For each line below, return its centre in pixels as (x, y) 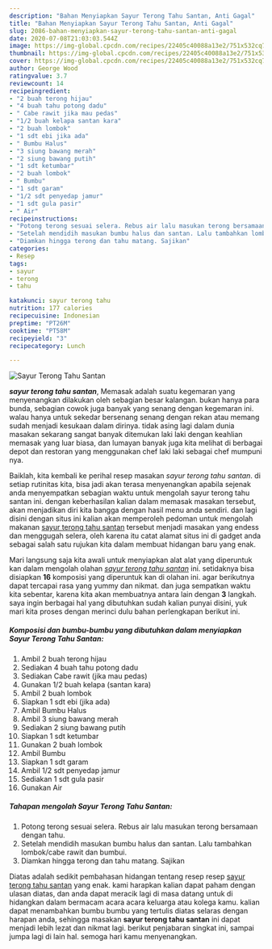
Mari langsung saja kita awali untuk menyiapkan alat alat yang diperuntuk (131, 560)
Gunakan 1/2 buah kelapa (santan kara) (86, 685)
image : (20, 46)
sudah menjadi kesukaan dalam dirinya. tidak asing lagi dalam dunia (122, 426)
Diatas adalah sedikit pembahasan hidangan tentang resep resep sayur (127, 876)
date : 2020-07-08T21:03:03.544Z (63, 38)
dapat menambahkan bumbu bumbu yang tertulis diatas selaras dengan (129, 911)
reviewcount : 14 (36, 83)
